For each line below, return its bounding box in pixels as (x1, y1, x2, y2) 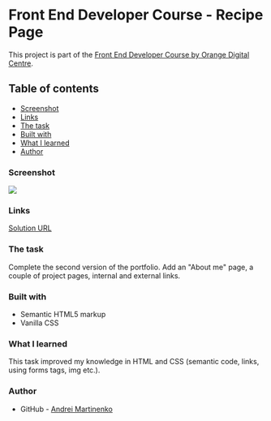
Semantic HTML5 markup (19, 309, 106, 319)
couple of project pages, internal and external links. (8, 270, 181, 281)
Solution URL (8, 223, 52, 233)
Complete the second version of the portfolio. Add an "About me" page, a (8, 262, 254, 272)
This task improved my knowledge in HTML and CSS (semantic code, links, (8, 357, 260, 367)
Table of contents (8, 82, 99, 96)
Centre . (8, 58, 34, 68)
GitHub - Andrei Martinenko (19, 404, 114, 414)
